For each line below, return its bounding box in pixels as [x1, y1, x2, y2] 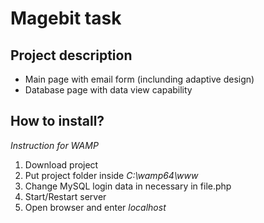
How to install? [10, 113, 105, 130]
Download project [24, 158, 99, 171]
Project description [10, 47, 133, 64]
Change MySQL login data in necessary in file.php [24, 180, 232, 192]
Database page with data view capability [24, 84, 193, 96]
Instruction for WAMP [10, 139, 99, 151]
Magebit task [10, 7, 122, 30]
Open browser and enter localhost [24, 201, 167, 213]
